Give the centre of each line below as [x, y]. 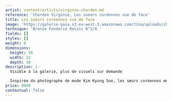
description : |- [23, 67]
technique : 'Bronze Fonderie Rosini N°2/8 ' [53, 29]
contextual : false [25, 90]
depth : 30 [20, 62]
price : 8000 [18, 86]
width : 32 [20, 57]
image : [12, 24]
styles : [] [17, 39]
